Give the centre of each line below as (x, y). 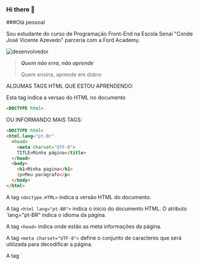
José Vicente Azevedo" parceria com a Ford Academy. (73, 40)
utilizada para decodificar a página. (50, 244)
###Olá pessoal (26, 23)
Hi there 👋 (21, 9)
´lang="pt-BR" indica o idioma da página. (56, 215)
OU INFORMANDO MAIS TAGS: (44, 120)
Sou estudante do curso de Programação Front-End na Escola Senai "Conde (99, 34)
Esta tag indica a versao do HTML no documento (66, 98)
